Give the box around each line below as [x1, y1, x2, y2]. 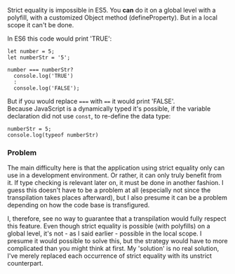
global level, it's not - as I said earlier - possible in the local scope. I [7, 229, 202, 238]
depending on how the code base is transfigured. [7, 201, 150, 210]
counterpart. [7, 259, 43, 268]
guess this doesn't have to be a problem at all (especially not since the [7, 186, 211, 195]
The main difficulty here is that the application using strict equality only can [7, 164, 225, 172]
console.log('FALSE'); [13, 85, 80, 92]
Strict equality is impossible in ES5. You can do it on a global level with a [7, 6, 216, 14]
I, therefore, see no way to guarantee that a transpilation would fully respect [7, 214, 227, 223]
